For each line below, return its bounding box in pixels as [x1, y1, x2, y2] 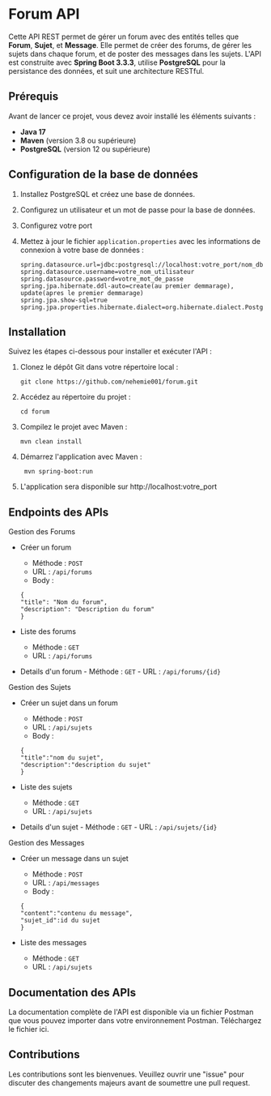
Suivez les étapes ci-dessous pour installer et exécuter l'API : [8, 346, 212, 357]
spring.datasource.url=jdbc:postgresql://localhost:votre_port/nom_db [19, 260, 264, 268]
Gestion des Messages [8, 838, 85, 848]
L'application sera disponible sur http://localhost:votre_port [19, 482, 218, 491]
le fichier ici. [8, 1025, 49, 1034]
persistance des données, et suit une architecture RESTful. [8, 66, 205, 75]
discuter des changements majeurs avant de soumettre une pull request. [8, 1077, 251, 1087]
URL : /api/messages [32, 878, 100, 888]
